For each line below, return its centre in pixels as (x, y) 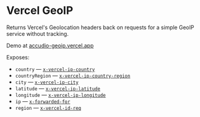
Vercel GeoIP (40, 11)
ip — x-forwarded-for (43, 101)
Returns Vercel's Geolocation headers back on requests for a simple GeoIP (100, 27)
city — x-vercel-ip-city (47, 82)
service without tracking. (37, 33)
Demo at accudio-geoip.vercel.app (50, 45)
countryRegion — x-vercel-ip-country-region (73, 75)
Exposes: (18, 57)
